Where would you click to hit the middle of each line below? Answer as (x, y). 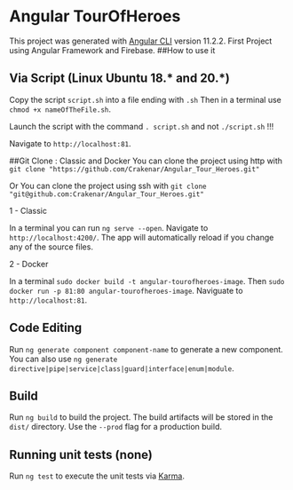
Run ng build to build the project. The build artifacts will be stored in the (141, 417)
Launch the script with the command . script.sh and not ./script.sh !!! (142, 126)
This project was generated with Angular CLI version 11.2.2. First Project (141, 41)
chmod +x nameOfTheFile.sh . (60, 109)
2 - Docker (29, 264)
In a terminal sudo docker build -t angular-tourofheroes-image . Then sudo (147, 281)
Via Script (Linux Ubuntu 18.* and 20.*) (120, 79)
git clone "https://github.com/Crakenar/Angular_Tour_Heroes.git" (135, 169)
